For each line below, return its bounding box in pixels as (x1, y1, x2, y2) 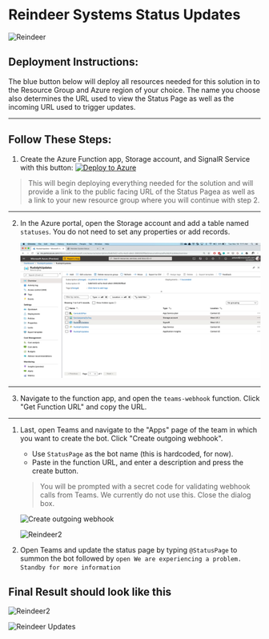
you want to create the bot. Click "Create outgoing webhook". (19, 433, 223, 443)
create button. (31, 466, 78, 476)
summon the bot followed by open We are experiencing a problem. (19, 553, 242, 563)
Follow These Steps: (8, 133, 112, 147)
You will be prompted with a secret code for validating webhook (39, 481, 251, 491)
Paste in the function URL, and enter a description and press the (31, 457, 244, 467)
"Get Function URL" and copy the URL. (19, 402, 147, 412)
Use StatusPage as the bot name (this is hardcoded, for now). (31, 448, 234, 458)
